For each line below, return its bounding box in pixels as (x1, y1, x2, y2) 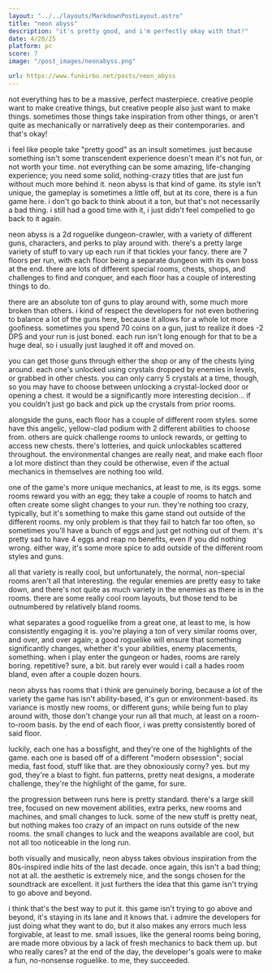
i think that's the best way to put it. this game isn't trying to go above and (8, 903, 253, 913)
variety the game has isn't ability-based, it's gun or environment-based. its (8, 693, 258, 703)
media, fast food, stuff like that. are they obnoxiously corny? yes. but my (8, 761, 250, 771)
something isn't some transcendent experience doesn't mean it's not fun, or (8, 153, 263, 163)
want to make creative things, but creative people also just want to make (8, 102, 251, 112)
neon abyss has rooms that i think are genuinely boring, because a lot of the (8, 684, 263, 695)
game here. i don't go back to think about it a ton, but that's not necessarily (8, 196, 260, 206)
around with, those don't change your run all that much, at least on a (8, 710, 237, 720)
